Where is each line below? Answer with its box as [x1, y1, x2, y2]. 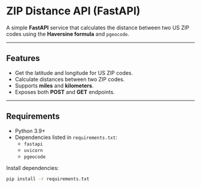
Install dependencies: [6, 164, 59, 171]
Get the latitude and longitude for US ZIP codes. [14, 69, 133, 76]
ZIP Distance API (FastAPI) [6, 4, 141, 18]
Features [6, 53, 40, 63]
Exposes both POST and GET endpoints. [14, 88, 115, 95]
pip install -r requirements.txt [6, 175, 90, 182]
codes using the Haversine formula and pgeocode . [6, 30, 130, 37]
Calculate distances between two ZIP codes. [14, 75, 125, 83]
